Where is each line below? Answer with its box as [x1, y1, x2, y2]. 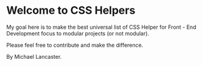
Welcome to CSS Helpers [6, 4, 136, 17]
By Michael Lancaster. [6, 53, 62, 60]
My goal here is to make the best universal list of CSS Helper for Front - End [6, 23, 197, 31]
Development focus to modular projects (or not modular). [6, 29, 150, 37]
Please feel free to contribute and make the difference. [6, 41, 144, 49]
